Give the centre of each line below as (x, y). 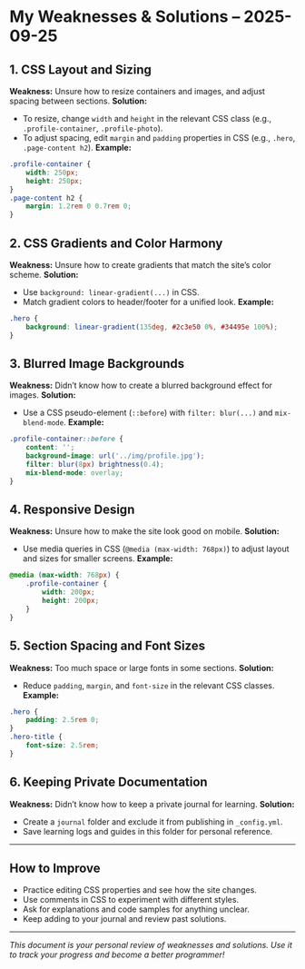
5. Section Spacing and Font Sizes (108, 646)
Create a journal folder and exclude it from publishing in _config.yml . (152, 821)
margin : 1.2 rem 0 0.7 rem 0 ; (79, 206)
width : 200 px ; (69, 592)
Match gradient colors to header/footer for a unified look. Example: (148, 302)
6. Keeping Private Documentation (108, 782)
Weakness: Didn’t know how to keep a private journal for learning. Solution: (152, 804)
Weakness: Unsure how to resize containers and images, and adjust (138, 91)
